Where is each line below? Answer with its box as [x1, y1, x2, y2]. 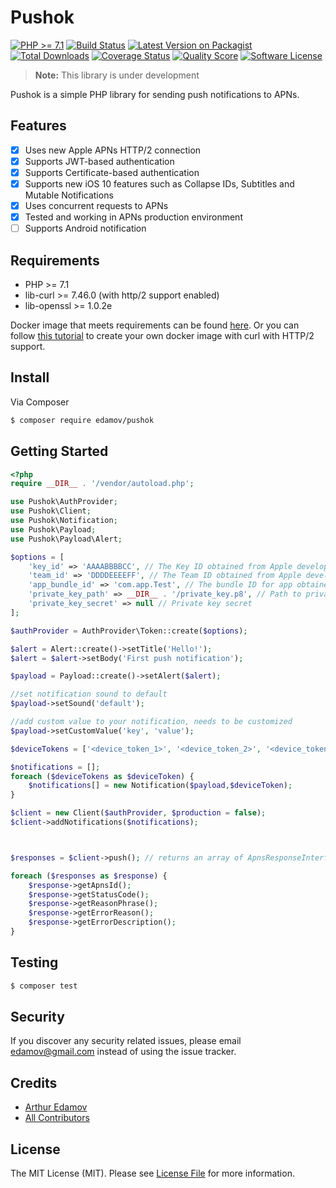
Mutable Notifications [24, 189, 114, 201]
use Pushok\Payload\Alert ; [10, 534, 123, 544]
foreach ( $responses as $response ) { [10, 871, 168, 881]
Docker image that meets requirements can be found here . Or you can [10, 319, 300, 331]
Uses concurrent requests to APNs [24, 200, 169, 211]
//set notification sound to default [10, 689, 168, 700]
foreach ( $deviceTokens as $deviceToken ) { [10, 771, 195, 781]
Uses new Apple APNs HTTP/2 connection [24, 144, 202, 156]
